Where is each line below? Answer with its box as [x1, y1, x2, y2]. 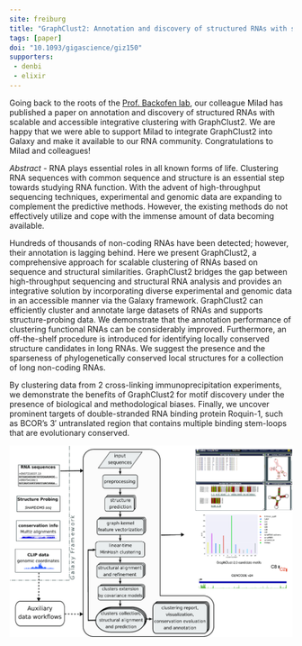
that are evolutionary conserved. [9, 427, 130, 438]
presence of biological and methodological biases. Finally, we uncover [9, 398, 270, 409]
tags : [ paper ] [9, 33, 63, 42]
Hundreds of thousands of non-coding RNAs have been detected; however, [9, 237, 289, 248]
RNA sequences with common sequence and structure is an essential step [9, 172, 285, 183]
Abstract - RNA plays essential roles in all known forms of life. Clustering [9, 162, 279, 173]
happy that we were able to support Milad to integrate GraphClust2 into [9, 126, 273, 137]
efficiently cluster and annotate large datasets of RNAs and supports [9, 305, 263, 315]
